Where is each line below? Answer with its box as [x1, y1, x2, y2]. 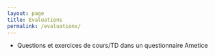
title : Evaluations [7, 16, 63, 23]
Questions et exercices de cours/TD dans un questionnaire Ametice [16, 42, 208, 50]
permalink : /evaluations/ [7, 23, 81, 29]
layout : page [7, 10, 45, 17]
